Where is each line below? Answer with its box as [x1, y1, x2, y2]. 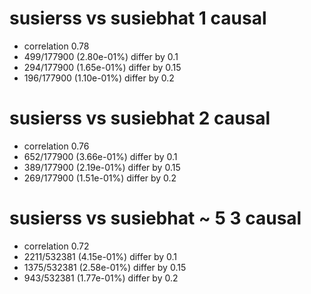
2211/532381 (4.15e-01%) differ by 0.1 [23, 250, 177, 262]
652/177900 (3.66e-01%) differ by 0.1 [23, 150, 178, 162]
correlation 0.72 [23, 240, 90, 252]
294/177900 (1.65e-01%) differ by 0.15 [23, 61, 182, 73]
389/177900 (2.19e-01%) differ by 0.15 [23, 161, 181, 173]
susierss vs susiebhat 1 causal [9, 7, 267, 30]
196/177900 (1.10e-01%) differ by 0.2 [23, 72, 175, 84]
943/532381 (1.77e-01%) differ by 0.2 [23, 272, 179, 284]
